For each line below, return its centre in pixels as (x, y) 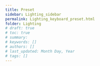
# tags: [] (16, 56)
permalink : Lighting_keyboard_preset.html (50, 19)
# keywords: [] (21, 42)
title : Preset (20, 10)
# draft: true (20, 28)
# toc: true (17, 33)
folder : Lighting (23, 24)
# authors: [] (20, 47)
